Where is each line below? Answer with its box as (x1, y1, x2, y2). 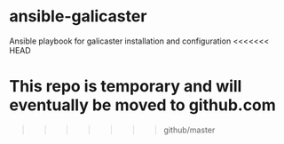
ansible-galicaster (9, 6, 147, 27)
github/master (163, 124, 216, 135)
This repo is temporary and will (9, 76, 242, 97)
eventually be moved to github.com (9, 95, 277, 116)
